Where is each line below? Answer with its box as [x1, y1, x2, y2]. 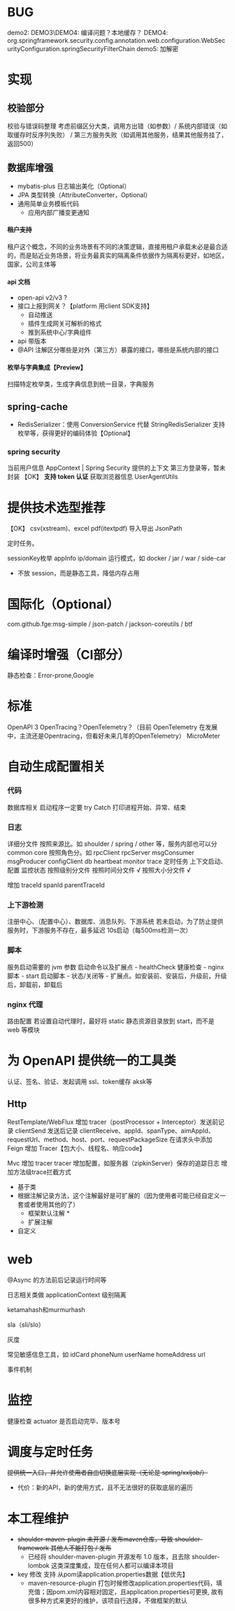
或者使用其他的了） [23, 1200, 79, 1208]
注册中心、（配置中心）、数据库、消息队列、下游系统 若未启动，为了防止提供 [7, 917, 224, 926]
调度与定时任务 [7, 1444, 94, 1460]
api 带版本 [17, 337, 47, 345]
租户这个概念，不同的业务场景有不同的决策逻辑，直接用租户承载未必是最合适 [7, 242, 228, 251]
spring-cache [7, 401, 69, 413]
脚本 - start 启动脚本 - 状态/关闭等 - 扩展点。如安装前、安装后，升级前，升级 [7, 972, 227, 980]
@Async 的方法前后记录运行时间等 [7, 1275, 107, 1284]
